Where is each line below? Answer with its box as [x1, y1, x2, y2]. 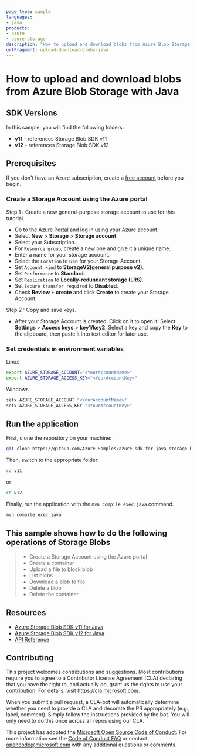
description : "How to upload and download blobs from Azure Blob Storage [6, 42, 191, 48]
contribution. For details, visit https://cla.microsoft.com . [6, 687, 140, 695]
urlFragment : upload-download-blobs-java [6, 47, 109, 53]
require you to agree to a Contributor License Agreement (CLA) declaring [6, 675, 183, 682]
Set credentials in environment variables [6, 345, 124, 353]
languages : [6, 14, 33, 20]
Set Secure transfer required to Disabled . [14, 282, 118, 289]
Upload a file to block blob [29, 566, 93, 573]
